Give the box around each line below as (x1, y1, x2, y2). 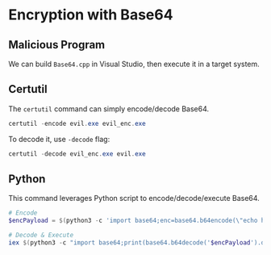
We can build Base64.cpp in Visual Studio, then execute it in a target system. (8, 59, 260, 69)
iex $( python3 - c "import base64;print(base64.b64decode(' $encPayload (8, 239, 251, 247)
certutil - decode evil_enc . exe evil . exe (8, 149, 147, 158)
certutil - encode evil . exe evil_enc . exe (8, 119, 147, 127)
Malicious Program (8, 38, 106, 52)
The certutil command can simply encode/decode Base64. (8, 103, 210, 114)
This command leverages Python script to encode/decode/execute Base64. (8, 194, 260, 203)
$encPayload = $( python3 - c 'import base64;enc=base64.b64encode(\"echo (8, 216, 258, 225)
